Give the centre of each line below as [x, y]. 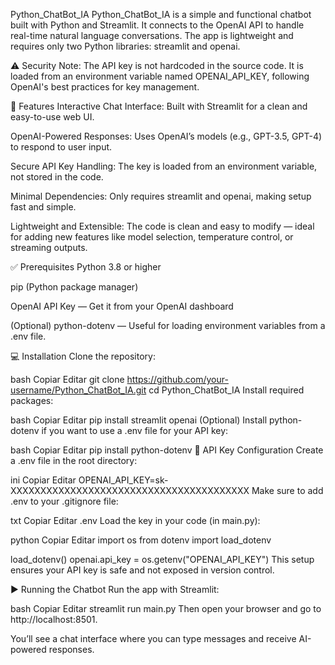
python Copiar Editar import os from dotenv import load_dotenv [141, 540]
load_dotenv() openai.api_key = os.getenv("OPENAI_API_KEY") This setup [162, 559]
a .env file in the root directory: [74, 460]
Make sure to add [287, 490]
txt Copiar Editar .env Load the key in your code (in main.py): [135, 520]
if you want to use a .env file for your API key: [135, 430]
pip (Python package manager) [74, 287]
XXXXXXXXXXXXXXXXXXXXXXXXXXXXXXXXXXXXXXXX [130, 490]
